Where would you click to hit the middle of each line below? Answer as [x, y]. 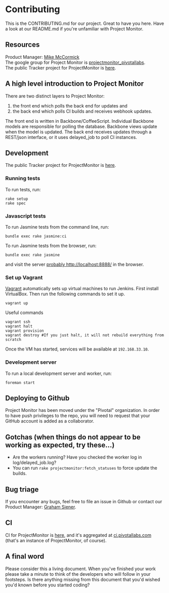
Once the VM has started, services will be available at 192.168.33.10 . [77, 349]
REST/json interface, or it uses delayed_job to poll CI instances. [71, 137]
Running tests [23, 179]
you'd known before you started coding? [48, 585]
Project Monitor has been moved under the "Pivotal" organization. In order [83, 410]
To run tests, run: [23, 189]
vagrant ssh [18, 322]
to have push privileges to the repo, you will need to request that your [78, 416]
